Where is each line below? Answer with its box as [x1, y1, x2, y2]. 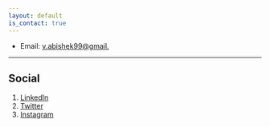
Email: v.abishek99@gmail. [19, 41, 110, 50]
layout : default [8, 11, 63, 20]
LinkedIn [19, 93, 49, 102]
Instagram [19, 109, 54, 120]
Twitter [19, 101, 44, 111]
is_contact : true [8, 19, 67, 27]
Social [8, 71, 40, 85]
